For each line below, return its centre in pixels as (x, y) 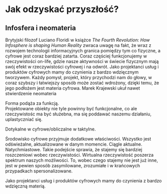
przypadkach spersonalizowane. (39, 171)
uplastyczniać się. (24, 119)
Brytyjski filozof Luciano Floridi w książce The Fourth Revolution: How (77, 40)
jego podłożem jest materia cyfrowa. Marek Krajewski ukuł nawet (73, 88)
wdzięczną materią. (26, 186)
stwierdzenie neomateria (31, 93)
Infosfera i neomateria (41, 28)
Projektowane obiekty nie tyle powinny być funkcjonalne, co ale (71, 109)
